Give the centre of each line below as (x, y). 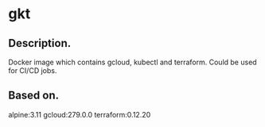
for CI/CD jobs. (33, 71)
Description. (40, 43)
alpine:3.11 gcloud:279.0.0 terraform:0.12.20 (80, 114)
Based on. (34, 96)
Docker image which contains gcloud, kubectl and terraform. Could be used (132, 62)
